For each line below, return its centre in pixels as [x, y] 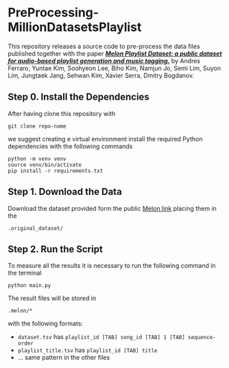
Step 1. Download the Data [65, 192]
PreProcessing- [53, 13]
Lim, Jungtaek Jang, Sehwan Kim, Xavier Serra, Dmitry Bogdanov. [101, 75]
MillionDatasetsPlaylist [75, 27]
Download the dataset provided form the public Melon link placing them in [112, 208]
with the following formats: [45, 323]
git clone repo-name [37, 126]
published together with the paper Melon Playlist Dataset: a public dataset [115, 54]
